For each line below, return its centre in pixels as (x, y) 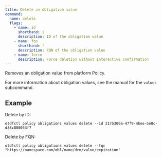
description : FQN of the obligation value (62, 50)
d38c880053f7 (18, 128)
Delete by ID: (18, 115)
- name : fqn (26, 41)
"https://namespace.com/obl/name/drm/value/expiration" (63, 150)
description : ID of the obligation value (61, 37)
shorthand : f (31, 46)
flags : (16, 23)
